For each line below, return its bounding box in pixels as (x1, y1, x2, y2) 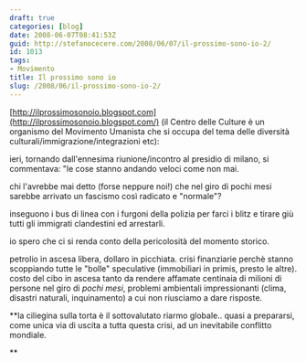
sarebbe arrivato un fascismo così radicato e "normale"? (9, 190, 222, 201)
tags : (9, 56, 30, 65)
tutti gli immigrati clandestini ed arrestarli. (9, 218, 166, 229)
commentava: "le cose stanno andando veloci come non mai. (9, 163, 239, 174)
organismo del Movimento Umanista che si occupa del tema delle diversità (9, 125, 290, 137)
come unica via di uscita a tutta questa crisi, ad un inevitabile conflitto (9, 319, 272, 330)
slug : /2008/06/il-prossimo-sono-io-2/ (9, 81, 162, 90)
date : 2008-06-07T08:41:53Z (9, 30, 117, 39)
